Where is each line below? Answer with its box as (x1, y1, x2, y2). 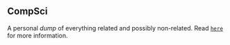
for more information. (7, 31, 68, 39)
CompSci (7, 6, 48, 17)
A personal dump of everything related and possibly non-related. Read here (7, 24, 224, 32)
